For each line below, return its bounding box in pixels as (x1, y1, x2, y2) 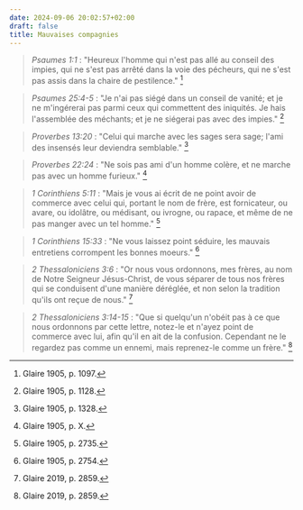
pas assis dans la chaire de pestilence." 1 (31, 74, 183, 87)
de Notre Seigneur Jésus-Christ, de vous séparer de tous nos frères (31, 274, 285, 285)
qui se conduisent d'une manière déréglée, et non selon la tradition (31, 283, 281, 294)
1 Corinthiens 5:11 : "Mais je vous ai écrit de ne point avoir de (31, 188, 257, 198)
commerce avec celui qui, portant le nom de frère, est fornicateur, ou (31, 197, 289, 208)
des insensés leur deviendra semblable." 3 (31, 141, 189, 153)
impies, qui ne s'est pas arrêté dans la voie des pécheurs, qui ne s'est (31, 64, 291, 75)
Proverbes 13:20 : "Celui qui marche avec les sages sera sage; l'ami (31, 131, 284, 141)
